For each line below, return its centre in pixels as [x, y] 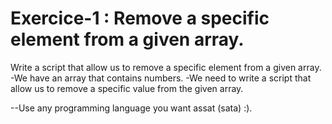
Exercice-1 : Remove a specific [140, 18]
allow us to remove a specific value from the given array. [127, 88]
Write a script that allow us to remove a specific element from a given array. [166, 67]
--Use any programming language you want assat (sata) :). [131, 108]
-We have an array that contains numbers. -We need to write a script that [161, 78]
